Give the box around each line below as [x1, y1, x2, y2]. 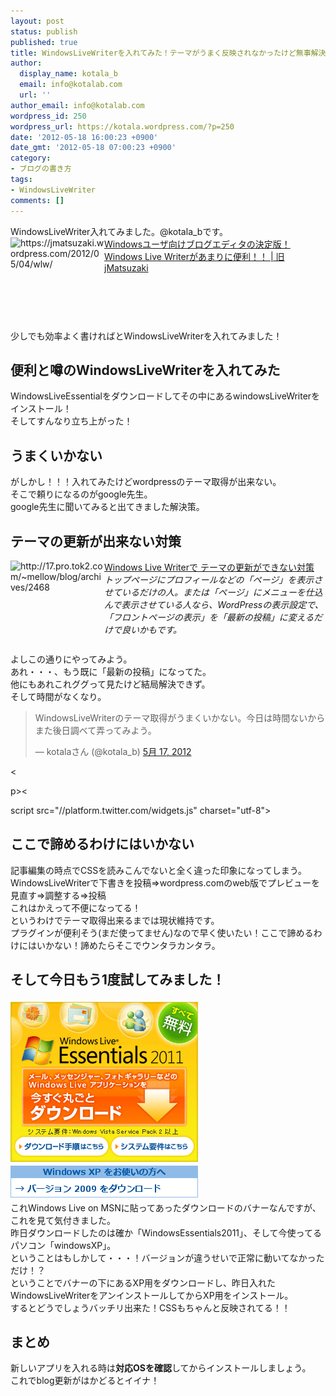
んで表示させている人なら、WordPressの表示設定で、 [104, 598, 324, 610]
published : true [10, 37, 78, 47]
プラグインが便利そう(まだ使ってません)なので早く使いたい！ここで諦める [10, 926, 314, 939]
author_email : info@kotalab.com [10, 100, 145, 110]
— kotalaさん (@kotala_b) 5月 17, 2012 [34, 745, 192, 757]
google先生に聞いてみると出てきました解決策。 [10, 501, 205, 513]
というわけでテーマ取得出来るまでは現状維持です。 [10, 914, 220, 926]
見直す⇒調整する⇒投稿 [10, 889, 107, 901]
